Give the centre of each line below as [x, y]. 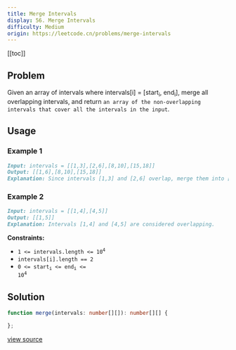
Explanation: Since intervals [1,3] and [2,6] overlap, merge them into [116, 179]
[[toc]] [17, 53]
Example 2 [26, 197]
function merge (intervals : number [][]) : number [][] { [88, 313]
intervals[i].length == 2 [55, 260]
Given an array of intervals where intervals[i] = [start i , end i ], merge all [108, 93]
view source [25, 339]
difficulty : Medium [36, 27]
